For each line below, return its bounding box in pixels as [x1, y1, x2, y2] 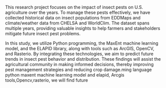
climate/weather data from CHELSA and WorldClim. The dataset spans [5, 20, 150, 26]
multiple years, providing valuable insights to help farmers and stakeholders [5, 25, 161, 31]
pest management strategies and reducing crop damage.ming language [5, 67, 152, 73]
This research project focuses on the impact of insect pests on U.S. [5, 4, 143, 10]
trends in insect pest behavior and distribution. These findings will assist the [5, 56, 161, 62]
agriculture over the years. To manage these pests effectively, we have [5, 9, 151, 15]
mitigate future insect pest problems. [5, 31, 81, 36]
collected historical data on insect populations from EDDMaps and [5, 15, 141, 20]
